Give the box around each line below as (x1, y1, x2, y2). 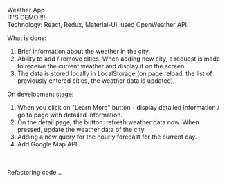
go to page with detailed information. (17, 110, 123, 119)
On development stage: (7, 90, 74, 98)
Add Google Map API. (17, 140, 80, 148)
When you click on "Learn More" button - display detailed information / (17, 104, 220, 111)
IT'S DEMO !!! (7, 13, 46, 21)
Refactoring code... (7, 168, 62, 176)
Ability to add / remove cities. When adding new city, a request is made (17, 55, 220, 63)
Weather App (7, 6, 45, 14)
